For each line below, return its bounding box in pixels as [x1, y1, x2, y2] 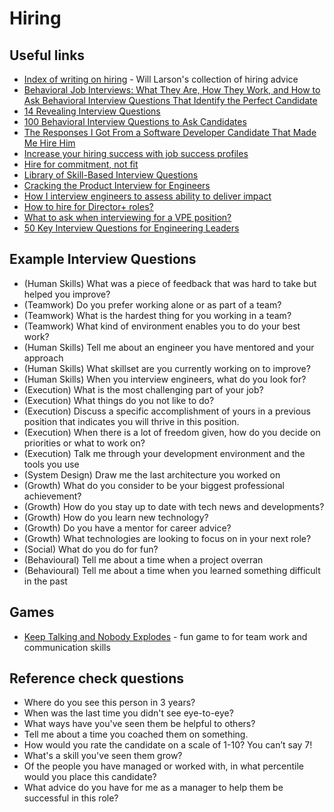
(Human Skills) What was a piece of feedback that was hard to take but [23, 277, 317, 289]
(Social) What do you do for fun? [23, 543, 159, 555]
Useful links [9, 47, 86, 64]
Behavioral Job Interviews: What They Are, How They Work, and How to [23, 84, 321, 96]
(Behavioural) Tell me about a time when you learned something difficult [23, 564, 321, 576]
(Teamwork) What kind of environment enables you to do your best [23, 320, 301, 332]
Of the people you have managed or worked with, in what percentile [23, 760, 304, 772]
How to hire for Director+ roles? [23, 201, 154, 212]
